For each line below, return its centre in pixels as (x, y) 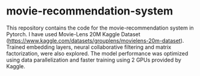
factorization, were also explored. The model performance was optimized (97, 53)
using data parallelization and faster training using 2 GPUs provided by (94, 60)
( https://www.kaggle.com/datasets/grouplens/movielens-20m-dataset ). (95, 40)
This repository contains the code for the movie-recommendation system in (100, 28)
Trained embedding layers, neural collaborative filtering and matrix (89, 47)
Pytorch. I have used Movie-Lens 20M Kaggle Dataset (73, 34)
